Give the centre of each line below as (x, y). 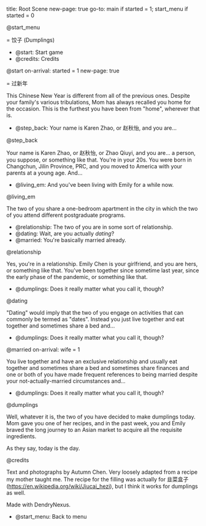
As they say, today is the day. (43, 448)
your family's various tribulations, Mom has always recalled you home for (99, 102)
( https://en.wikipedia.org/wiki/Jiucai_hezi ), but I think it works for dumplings (102, 486)
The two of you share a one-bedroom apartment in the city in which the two (102, 209)
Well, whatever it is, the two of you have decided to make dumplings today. (101, 417)
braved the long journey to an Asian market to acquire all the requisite (94, 430)
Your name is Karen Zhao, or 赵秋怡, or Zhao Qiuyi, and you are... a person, (101, 153)
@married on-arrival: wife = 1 (43, 349)
